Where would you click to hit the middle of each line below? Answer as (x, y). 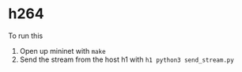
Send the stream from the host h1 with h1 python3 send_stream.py (127, 59)
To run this (26, 36)
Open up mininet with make (62, 51)
